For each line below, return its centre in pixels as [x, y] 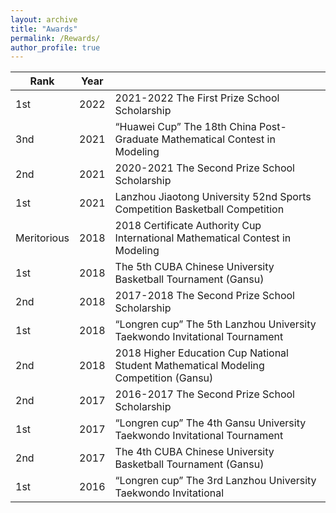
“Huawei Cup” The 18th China [185, 127]
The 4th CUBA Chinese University [194, 452]
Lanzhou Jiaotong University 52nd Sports [213, 197]
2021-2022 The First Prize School [197, 98]
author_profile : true [55, 47]
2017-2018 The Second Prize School [204, 296]
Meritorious [42, 238]
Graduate [137, 139]
